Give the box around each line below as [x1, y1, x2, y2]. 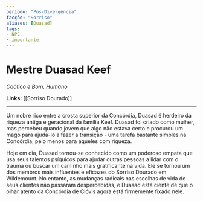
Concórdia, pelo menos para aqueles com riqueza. [6, 137, 132, 145]
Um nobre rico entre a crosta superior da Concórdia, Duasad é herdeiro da [6, 112, 192, 119]
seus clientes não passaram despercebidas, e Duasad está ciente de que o [6, 181, 193, 188]
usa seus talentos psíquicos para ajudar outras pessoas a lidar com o [6, 155, 179, 163]
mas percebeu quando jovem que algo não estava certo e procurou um [6, 124, 183, 132]
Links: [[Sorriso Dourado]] [6, 94, 72, 101]
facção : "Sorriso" [6, 14, 53, 21]
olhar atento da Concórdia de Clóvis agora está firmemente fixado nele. [6, 188, 184, 195]
